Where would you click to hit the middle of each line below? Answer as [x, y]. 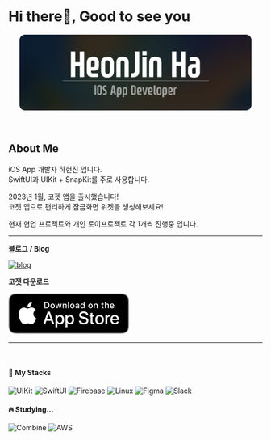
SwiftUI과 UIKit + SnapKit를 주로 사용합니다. [79, 179]
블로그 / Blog [29, 248]
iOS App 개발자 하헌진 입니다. [55, 169]
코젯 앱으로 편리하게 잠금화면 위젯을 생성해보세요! [86, 206]
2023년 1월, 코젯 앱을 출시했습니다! [64, 197]
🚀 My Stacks [30, 373]
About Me [33, 149]
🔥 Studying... [31, 409]
